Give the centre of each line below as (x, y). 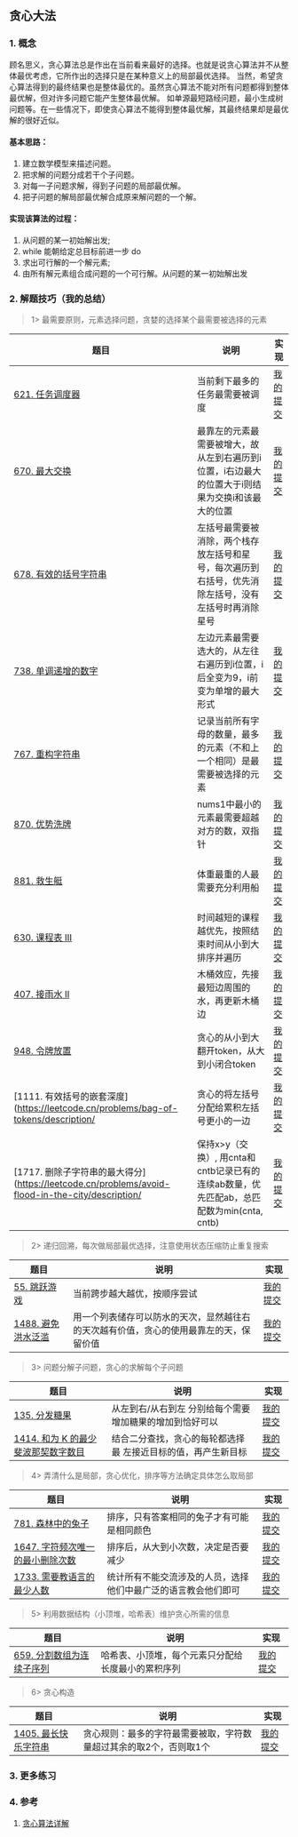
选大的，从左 (223, 651)
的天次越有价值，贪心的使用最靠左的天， (157, 1330)
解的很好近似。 (36, 120)
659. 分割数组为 (47, 1656)
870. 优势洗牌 (43, 825)
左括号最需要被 (228, 528)
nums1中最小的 (229, 804)
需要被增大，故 (228, 444)
